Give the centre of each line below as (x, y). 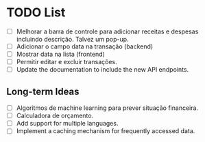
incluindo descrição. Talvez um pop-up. (72, 39)
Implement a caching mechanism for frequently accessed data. (106, 131)
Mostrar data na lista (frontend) (61, 54)
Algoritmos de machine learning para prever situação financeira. (107, 108)
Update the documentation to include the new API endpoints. (102, 70)
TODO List (36, 13)
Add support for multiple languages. (67, 124)
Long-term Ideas (43, 91)
